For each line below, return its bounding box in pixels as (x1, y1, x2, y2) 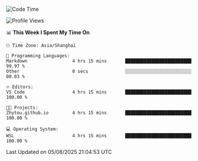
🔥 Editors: (6, 84, 34, 90)
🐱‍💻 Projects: (6, 105, 38, 111)
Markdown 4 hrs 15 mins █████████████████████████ (6, 58, 192, 64)
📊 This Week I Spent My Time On (6, 29, 90, 36)
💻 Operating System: (6, 126, 59, 132)
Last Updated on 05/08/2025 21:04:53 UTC (6, 149, 112, 155)
